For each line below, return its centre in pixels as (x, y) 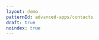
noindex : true (24, 28)
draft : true (21, 22)
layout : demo (22, 11)
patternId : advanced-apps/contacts (50, 17)
